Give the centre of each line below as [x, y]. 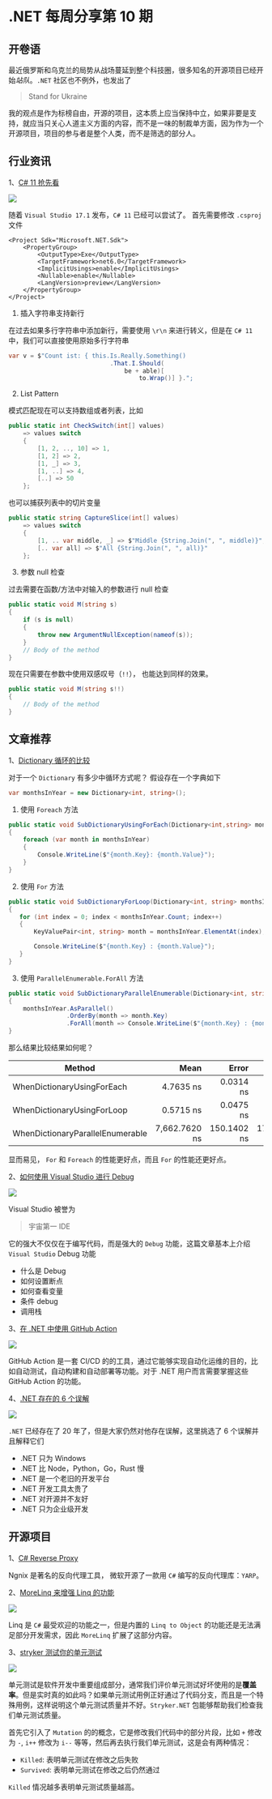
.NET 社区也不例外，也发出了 [84, 80]
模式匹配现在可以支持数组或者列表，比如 [76, 411]
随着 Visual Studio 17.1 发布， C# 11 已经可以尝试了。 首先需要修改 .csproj [135, 215]
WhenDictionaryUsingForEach [70, 1087]
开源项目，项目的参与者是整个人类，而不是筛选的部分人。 [104, 133]
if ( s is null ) [49, 620]
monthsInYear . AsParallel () [68, 1008]
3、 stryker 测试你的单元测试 [55, 1652]
